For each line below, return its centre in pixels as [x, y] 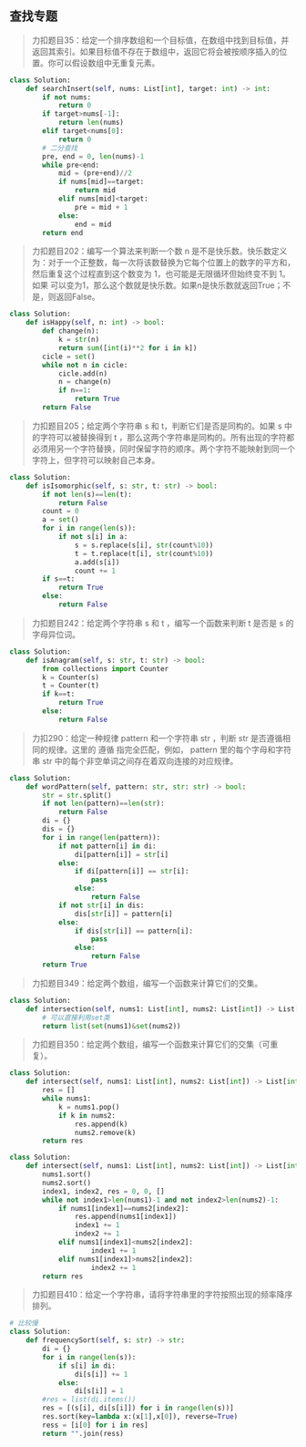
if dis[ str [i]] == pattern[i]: [134, 931]
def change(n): [71, 331]
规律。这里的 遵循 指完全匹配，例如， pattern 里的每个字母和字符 [170, 749]
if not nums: [67, 97]
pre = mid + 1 [101, 207]
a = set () [61, 520]
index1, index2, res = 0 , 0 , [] [104, 1191]
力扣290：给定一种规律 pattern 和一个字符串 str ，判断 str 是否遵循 [157, 738]
